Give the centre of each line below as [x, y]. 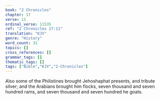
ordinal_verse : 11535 [28, 24]
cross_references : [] [28, 52]
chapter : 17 [18, 15]
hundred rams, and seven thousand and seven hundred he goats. [74, 92]
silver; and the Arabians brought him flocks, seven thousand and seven [80, 86]
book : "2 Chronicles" [28, 10]
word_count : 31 [21, 43]
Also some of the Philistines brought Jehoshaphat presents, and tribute [80, 81]
